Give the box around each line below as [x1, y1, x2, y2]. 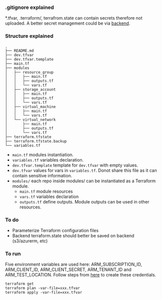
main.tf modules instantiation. [12, 152, 74, 158]
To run [5, 250, 21, 257]
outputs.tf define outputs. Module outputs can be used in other [19, 199, 150, 204]
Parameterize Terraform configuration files [12, 227, 99, 233]
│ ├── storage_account [5, 87, 56, 92]
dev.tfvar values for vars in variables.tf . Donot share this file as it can [12, 167, 157, 173]
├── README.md [5, 48, 34, 53]
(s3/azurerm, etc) [12, 238, 48, 244]
